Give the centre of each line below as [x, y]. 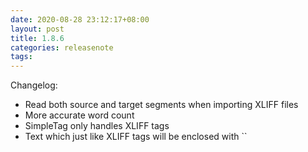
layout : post [37, 29]
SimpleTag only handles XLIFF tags [97, 126]
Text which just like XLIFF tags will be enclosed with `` [136, 137]
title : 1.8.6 [37, 38]
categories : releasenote [62, 47]
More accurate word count [79, 115]
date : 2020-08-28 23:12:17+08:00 [80, 19]
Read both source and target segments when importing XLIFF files [161, 105]
